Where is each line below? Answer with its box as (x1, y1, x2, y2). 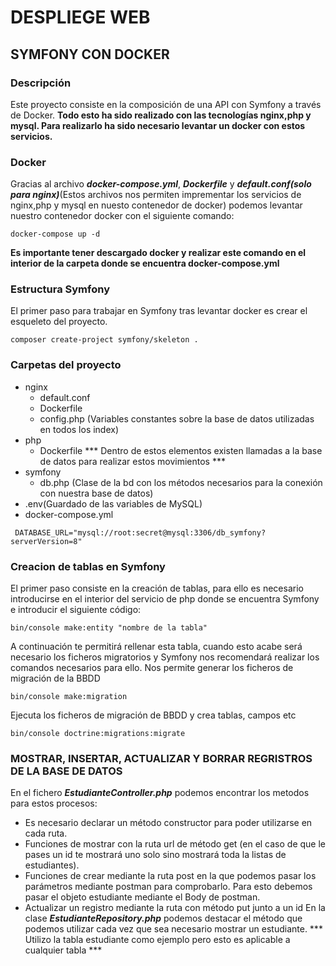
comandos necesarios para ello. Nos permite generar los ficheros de (10, 662, 294, 674)
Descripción (10, 76, 72, 90)
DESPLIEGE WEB (10, 6, 151, 29)
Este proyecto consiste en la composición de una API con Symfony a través (10, 98, 322, 110)
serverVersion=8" (10, 536, 83, 546)
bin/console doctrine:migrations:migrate (10, 729, 186, 739)
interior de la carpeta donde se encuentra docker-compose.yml (10, 257, 280, 270)
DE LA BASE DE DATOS (10, 764, 123, 778)
